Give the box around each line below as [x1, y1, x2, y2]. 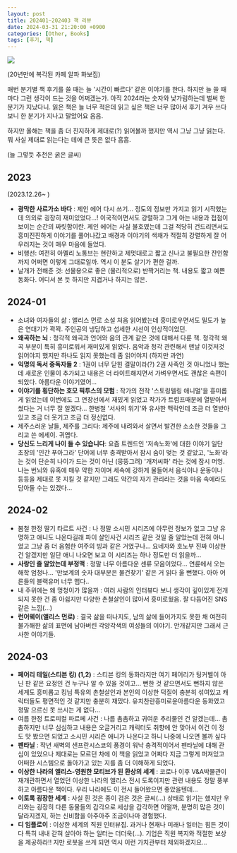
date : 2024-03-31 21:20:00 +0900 [7, 23, 106, 30]
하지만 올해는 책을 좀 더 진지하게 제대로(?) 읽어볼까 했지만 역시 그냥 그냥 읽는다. [7, 126, 226, 135]
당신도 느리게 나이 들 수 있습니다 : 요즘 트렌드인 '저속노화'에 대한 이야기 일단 [17, 439, 224, 448]
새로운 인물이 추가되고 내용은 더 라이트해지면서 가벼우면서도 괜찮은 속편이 [25, 369, 227, 377]
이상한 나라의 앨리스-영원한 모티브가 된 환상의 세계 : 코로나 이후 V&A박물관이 [17, 768, 227, 776]
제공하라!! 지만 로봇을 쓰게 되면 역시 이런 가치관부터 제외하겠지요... [25, 838, 207, 847]
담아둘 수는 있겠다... [17, 483, 73, 491]
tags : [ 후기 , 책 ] [7, 37, 54, 44]
